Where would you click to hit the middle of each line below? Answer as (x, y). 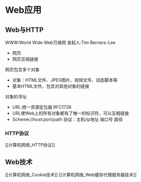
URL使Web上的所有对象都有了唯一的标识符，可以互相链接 (70, 113)
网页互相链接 (25, 59)
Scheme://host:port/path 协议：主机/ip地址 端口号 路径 (67, 119)
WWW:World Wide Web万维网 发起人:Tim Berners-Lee (60, 43)
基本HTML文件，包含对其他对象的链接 (51, 86)
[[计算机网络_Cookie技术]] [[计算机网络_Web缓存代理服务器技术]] (71, 175)
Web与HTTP (24, 30)
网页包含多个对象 (22, 70)
